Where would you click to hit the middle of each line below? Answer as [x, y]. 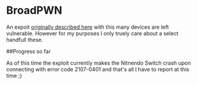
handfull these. [25, 40]
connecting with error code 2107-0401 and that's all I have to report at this [98, 69]
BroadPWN [34, 10]
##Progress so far [28, 51]
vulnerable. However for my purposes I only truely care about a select [92, 33]
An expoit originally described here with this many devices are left [88, 27]
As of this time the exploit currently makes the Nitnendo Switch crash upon [99, 63]
